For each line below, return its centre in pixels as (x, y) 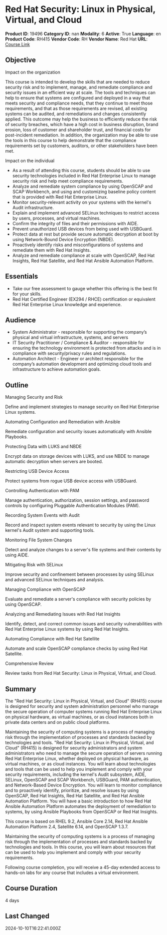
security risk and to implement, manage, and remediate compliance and (79, 87)
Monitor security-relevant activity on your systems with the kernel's (82, 202)
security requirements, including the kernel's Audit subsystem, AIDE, (76, 774)
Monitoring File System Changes (39, 540)
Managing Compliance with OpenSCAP (45, 589)
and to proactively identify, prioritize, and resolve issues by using (72, 790)
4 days (12, 900)
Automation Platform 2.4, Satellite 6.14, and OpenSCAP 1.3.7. (67, 827)
